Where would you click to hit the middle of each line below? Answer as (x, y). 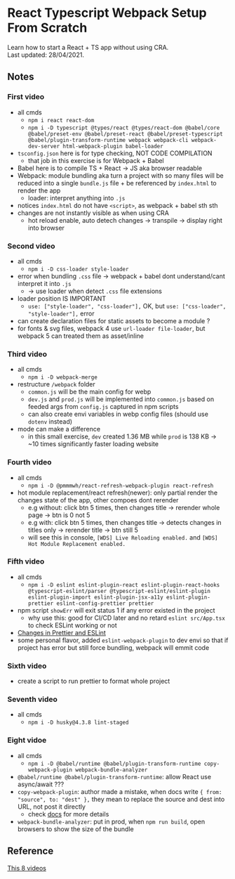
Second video (31, 246)
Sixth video (27, 665)
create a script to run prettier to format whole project (94, 681)
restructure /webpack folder (56, 384)
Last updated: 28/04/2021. (46, 55)
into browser (46, 228)
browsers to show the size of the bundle (76, 829)
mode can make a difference (59, 429)
